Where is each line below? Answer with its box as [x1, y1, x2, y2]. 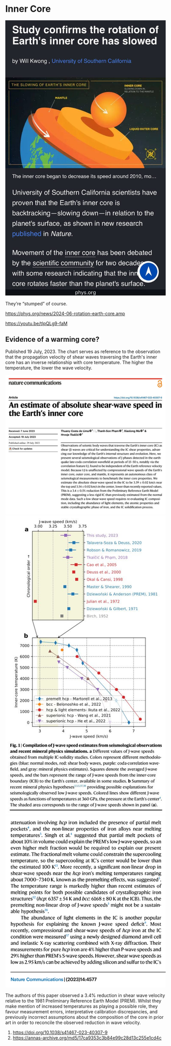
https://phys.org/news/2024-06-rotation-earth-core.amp [5, 310, 126, 317]
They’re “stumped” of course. [5, 300, 68, 306]
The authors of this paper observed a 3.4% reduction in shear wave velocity [5, 992, 165, 999]
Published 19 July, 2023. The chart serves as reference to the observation [5, 348, 161, 355]
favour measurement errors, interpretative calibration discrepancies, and [5, 1008, 158, 1014]
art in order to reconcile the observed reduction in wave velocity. [5, 1019, 141, 1026]
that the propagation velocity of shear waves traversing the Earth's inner [5, 354, 157, 360]
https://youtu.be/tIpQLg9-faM [5, 320, 68, 326]
